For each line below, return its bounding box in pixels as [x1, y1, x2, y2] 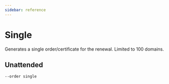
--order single [5, 74, 37, 79]
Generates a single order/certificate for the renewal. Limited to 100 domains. [5, 46, 164, 52]
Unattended [5, 60, 44, 69]
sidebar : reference [5, 7, 46, 13]
